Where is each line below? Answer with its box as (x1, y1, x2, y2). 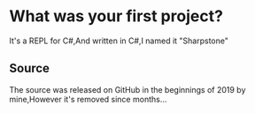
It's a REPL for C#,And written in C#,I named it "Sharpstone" (9, 35, 228, 46)
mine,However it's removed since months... (9, 94, 167, 104)
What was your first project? (9, 6, 224, 26)
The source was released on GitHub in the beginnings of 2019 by (9, 84, 246, 94)
